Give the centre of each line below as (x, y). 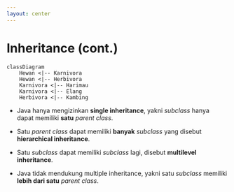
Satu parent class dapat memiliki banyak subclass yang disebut (109, 131)
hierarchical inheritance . (53, 139)
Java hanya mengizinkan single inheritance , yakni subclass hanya (113, 110)
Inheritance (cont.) (62, 48)
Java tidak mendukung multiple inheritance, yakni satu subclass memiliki (122, 173)
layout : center (29, 14)
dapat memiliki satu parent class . (65, 118)
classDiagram (26, 67)
